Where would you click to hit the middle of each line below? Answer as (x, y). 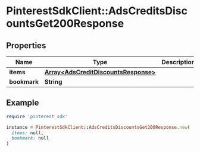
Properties (26, 45)
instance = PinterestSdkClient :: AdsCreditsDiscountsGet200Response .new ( (98, 127)
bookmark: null (30, 138)
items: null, (28, 133)
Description (178, 62)
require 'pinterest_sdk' (37, 116)
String (53, 82)
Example (23, 103)
